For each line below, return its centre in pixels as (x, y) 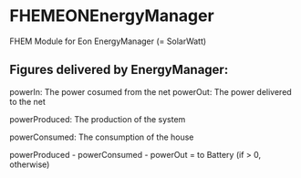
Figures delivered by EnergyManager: (119, 70)
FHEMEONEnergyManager (112, 16)
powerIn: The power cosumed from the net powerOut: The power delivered (150, 91)
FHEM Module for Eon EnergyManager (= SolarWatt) (108, 41)
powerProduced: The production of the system (98, 119)
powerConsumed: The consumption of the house (102, 137)
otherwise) (30, 164)
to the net (27, 101)
